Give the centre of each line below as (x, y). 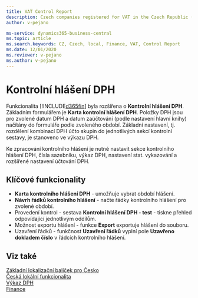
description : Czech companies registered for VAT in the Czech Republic (97, 17)
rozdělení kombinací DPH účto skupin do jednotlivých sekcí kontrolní (89, 131)
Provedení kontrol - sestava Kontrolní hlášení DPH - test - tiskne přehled (103, 213)
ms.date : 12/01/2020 (32, 50)
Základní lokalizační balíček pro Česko (52, 270)
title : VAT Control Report (39, 11)
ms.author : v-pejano (32, 60)
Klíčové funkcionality (46, 179)
